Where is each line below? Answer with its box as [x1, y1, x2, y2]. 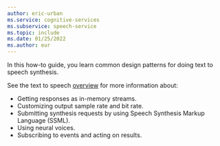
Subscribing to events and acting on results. [16, 131, 142, 139]
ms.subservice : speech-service [7, 23, 97, 29]
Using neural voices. [16, 124, 76, 132]
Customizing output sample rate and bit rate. [16, 102, 144, 110]
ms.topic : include [7, 29, 60, 36]
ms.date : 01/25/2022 [7, 36, 67, 42]
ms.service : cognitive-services [7, 16, 100, 23]
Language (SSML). [16, 117, 71, 124]
